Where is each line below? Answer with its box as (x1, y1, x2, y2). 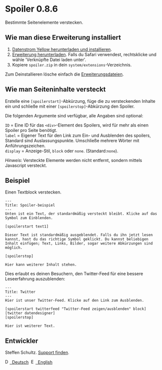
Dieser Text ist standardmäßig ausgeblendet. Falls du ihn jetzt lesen (5, 233, 153, 238)
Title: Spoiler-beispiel (5, 203, 55, 208)
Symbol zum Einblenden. (5, 216, 53, 221)
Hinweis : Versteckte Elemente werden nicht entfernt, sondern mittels (5, 157, 142, 163)
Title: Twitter (5, 290, 36, 294)
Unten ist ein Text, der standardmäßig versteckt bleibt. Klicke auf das (5, 211, 158, 216)
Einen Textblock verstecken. (5, 189, 62, 195)
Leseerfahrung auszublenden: (5, 276, 65, 282)
